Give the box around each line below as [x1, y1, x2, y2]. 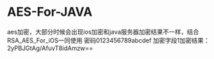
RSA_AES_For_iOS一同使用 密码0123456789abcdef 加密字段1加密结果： [7, 36, 210, 45]
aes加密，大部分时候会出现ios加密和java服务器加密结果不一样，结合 [7, 27, 200, 36]
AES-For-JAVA [7, 4, 93, 20]
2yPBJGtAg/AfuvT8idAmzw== [7, 44, 94, 52]
